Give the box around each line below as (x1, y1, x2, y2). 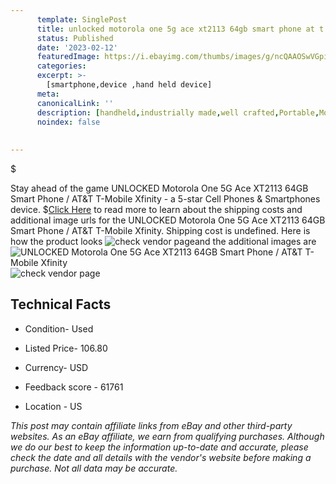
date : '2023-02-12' (36, 42, 118, 53)
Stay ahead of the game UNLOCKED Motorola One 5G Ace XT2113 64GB (10, 182, 309, 194)
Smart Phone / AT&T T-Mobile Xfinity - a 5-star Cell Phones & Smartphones (10, 193, 321, 205)
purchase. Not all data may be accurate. (10, 462, 178, 474)
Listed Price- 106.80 (24, 342, 108, 354)
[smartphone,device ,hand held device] (46, 80, 213, 90)
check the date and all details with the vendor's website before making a (10, 451, 312, 463)
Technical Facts (10, 296, 112, 313)
